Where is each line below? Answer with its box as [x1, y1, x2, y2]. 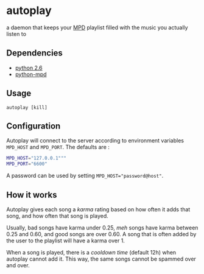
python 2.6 [15, 64, 43, 71]
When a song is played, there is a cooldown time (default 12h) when [6, 248, 177, 256]
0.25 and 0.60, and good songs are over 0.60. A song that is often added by [6, 230, 197, 237]
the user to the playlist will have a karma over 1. [6, 237, 125, 244]
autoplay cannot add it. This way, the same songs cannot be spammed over [6, 255, 197, 262]
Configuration [6, 121, 61, 131]
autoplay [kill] [6, 104, 47, 110]
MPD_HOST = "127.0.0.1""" [6, 155, 67, 161]
